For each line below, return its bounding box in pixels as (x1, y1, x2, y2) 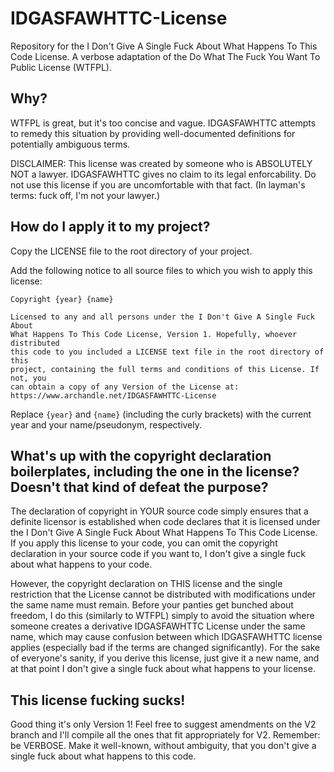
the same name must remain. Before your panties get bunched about (10, 599, 294, 611)
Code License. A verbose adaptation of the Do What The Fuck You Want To (10, 50, 321, 62)
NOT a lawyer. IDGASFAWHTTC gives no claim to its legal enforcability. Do (10, 168, 317, 180)
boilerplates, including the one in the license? (10, 463, 300, 480)
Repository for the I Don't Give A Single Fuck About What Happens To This (10, 40, 318, 52)
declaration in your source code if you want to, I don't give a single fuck (10, 548, 307, 560)
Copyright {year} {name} (10, 294, 114, 304)
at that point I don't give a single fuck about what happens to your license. (10, 663, 316, 675)
